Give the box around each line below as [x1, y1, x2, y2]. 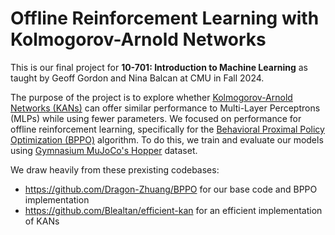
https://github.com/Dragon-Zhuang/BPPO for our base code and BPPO [24, 183, 318, 195]
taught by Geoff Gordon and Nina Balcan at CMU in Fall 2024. [10, 72, 265, 84]
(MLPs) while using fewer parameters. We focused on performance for [10, 112, 302, 124]
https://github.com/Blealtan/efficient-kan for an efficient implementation [24, 204, 323, 216]
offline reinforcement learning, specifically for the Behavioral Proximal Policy [10, 123, 325, 135]
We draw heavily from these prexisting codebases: [10, 163, 220, 176]
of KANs [24, 215, 60, 227]
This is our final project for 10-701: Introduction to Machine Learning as [10, 61, 308, 73]
